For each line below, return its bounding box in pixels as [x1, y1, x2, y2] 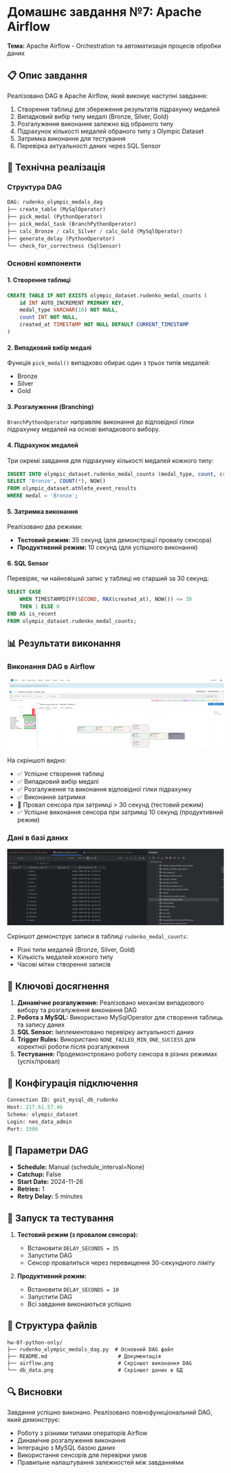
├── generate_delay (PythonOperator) [7, 235, 115, 242]
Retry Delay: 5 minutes [16, 1192, 83, 1200]
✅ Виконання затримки [16, 793, 86, 801]
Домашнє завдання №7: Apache [7, 4, 202, 20]
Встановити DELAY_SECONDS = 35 [27, 1244, 119, 1252]
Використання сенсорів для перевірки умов [16, 1450, 147, 1459]
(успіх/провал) [16, 1057, 60, 1066]
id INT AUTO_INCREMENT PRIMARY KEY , [19, 299, 125, 306]
